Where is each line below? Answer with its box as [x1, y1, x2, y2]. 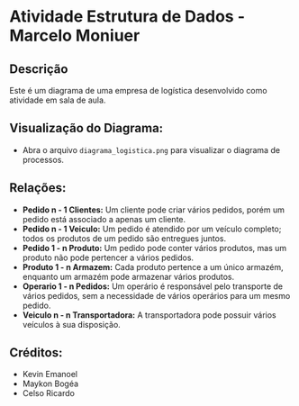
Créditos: [9, 345, 63, 361]
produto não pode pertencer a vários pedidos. [22, 252, 195, 263]
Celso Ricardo [22, 388, 75, 399]
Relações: [9, 180, 67, 195]
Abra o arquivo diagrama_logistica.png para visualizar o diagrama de [22, 144, 281, 155]
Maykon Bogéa [22, 378, 79, 389]
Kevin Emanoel [22, 369, 78, 380]
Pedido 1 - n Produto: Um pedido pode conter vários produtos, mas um [22, 242, 287, 253]
